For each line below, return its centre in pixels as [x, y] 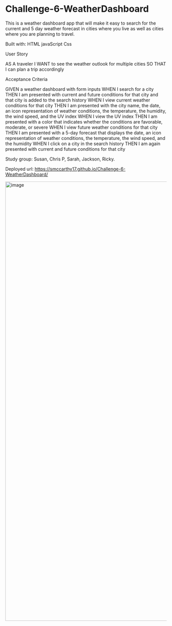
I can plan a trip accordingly [35, 69]
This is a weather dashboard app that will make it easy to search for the [81, 23]
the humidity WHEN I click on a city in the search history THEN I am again [83, 144]
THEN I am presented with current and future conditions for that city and [82, 94]
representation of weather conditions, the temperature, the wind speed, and [85, 138]
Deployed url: [19, 169]
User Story [17, 54]
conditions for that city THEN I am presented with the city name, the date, [83, 105]
